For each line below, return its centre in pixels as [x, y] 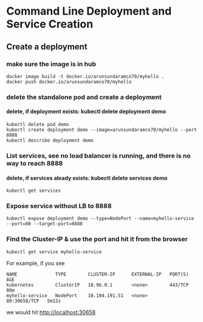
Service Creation [50, 24]
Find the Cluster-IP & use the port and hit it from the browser [97, 239]
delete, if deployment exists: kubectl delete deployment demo [86, 111]
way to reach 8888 [35, 163]
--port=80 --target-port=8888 [45, 224]
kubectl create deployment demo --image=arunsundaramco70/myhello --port [102, 130]
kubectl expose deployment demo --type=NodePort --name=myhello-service [100, 219]
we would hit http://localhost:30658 [51, 312]
